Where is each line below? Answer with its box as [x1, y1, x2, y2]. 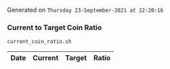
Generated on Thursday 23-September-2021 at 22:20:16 [7, 6, 164, 14]
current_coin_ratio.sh [7, 38, 72, 45]
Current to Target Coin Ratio [7, 23, 102, 32]
